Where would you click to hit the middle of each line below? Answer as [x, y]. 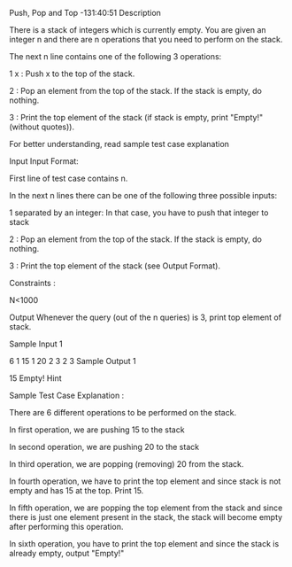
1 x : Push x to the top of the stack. [72, 74]
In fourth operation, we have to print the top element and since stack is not [145, 481]
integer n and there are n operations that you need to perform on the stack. [146, 39]
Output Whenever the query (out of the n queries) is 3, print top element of [145, 317]
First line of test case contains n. [69, 178]
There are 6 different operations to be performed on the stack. [123, 412]
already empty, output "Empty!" [67, 553]
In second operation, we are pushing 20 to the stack [104, 447]
